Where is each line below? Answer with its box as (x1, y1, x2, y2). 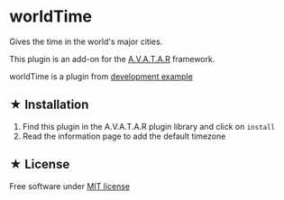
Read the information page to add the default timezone (22, 131, 226, 141)
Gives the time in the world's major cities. (9, 36, 163, 47)
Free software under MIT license (9, 180, 131, 191)
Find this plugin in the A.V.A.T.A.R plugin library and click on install (22, 121, 276, 132)
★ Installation (9, 97, 89, 113)
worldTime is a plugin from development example (9, 70, 194, 82)
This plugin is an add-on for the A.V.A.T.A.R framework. (9, 53, 215, 64)
